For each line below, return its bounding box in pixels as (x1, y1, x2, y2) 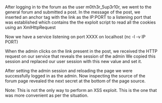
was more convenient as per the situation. (5, 92, 88, 98)
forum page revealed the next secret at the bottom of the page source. (5, 78, 146, 84)
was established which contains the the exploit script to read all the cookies (5, 19, 156, 25)
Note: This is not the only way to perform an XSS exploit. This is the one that (5, 88, 157, 93)
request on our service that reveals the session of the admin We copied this (5, 53, 156, 59)
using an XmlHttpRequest (5, 25, 56, 30)
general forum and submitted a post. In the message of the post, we (5, 9, 140, 15)
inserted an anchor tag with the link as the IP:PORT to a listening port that (5, 14, 151, 20)
